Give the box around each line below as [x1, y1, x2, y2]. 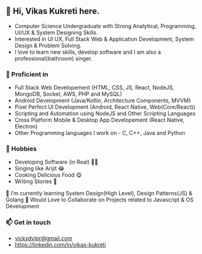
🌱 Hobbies [5, 145, 37, 153]
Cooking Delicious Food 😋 [14, 172, 82, 179]
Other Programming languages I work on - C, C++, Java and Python [14, 129, 186, 137]
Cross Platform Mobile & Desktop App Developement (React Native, [14, 117, 185, 124]
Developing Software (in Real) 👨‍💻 [14, 158, 98, 165]
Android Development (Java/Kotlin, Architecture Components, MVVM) [14, 97, 191, 104]
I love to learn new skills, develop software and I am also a [14, 48, 161, 56]
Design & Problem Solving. [14, 42, 82, 49]
